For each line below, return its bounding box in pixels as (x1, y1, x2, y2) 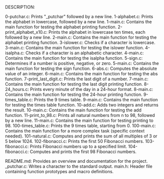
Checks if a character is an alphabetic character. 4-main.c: (25, 50, 144, 56)
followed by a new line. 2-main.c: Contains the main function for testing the (5, 34, 157, 40)
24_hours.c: (5, 87, 29, 92)
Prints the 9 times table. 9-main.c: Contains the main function (34, 97, 158, 102)
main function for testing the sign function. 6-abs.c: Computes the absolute (5, 66, 158, 71)
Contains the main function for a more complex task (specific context (5, 128, 145, 134)
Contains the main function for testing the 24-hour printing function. (5, 91, 143, 97)
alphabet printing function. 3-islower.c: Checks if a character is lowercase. (5, 40, 156, 45)
